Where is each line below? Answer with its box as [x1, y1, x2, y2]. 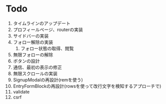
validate [13, 88, 30, 94]
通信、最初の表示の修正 [13, 64, 62, 70]
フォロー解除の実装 [13, 39, 53, 45]
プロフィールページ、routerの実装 [13, 26, 83, 33]
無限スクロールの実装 [13, 70, 58, 76]
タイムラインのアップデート [13, 20, 71, 26]
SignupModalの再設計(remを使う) [13, 76, 83, 83]
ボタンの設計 [13, 58, 40, 64]
